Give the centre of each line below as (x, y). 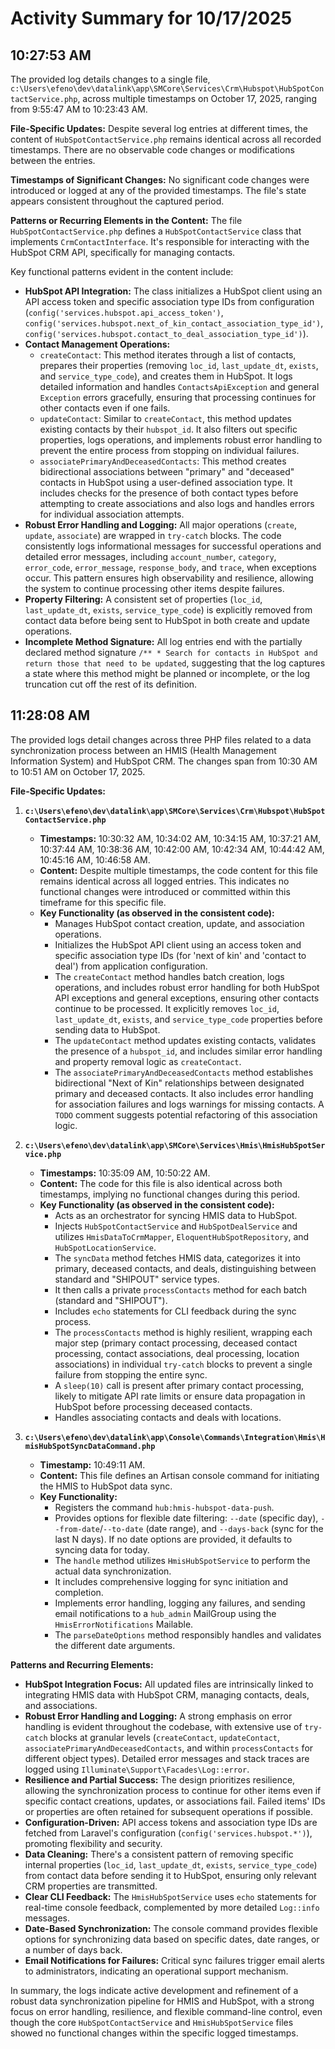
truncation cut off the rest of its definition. (111, 684)
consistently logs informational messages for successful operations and (173, 546)
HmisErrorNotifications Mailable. (124, 1624)
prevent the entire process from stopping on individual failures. (169, 450)
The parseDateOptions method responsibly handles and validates (188, 1634)
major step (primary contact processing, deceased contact (176, 1343)
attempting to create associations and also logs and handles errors (177, 503)
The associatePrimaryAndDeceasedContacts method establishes (184, 1072)
